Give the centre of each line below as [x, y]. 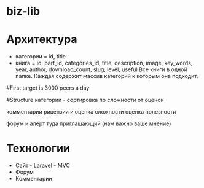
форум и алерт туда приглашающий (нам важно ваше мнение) [89, 123]
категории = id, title [41, 57]
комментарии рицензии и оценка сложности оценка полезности [91, 112]
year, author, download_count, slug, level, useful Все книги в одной [101, 69]
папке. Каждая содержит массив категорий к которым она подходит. [107, 76]
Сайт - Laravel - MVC [43, 166]
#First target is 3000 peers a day [48, 88]
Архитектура [42, 40]
